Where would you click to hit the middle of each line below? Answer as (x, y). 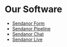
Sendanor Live (27, 39)
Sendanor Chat (28, 34)
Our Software (33, 9)
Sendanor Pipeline (31, 28)
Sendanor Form (28, 23)
